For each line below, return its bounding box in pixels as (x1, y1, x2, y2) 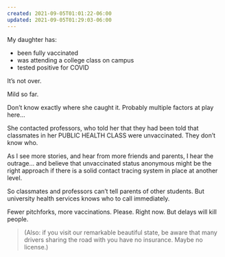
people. (7, 214, 29, 223)
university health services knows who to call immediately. (7, 194, 170, 203)
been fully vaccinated (16, 49, 79, 57)
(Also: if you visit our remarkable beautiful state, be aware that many (23, 228, 217, 236)
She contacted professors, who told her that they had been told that (7, 124, 199, 132)
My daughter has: (7, 35, 57, 43)
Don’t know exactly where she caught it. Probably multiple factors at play (7, 103, 214, 111)
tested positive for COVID (16, 63, 89, 71)
